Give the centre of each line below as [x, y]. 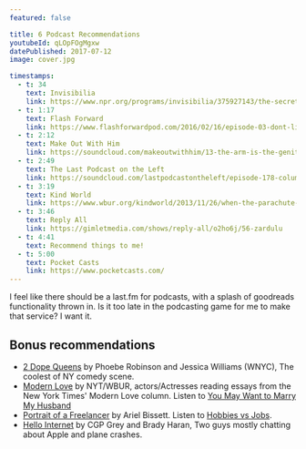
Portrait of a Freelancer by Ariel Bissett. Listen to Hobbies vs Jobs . [147, 414]
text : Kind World [59, 195]
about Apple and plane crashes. [82, 434]
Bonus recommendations [82, 345]
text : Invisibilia [61, 93]
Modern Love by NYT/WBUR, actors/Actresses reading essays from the [157, 386]
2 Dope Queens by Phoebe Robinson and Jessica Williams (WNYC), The [158, 366]
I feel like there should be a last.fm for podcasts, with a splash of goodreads [152, 297]
